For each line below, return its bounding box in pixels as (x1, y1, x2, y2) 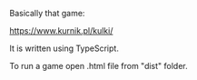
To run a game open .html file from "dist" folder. (9, 61, 188, 71)
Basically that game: (9, 8, 85, 18)
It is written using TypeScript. (9, 43, 120, 54)
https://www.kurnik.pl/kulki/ (9, 25, 113, 35)
